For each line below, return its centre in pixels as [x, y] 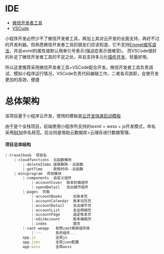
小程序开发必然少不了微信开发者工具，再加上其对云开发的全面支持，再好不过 [82, 38]
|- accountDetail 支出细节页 [61, 205]
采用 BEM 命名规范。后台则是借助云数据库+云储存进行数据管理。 [69, 132]
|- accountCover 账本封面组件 [60, 183]
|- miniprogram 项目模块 [38, 173]
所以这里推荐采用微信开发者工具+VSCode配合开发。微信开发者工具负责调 [79, 67]
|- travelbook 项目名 [26, 155]
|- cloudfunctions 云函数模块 [43, 160]
